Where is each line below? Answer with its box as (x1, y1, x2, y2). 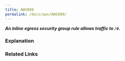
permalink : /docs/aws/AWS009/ (5, 12, 67, 17)
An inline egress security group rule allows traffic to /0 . (5, 25, 121, 31)
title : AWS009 (5, 7, 34, 12)
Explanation (5, 37, 34, 44)
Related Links (5, 51, 38, 58)
